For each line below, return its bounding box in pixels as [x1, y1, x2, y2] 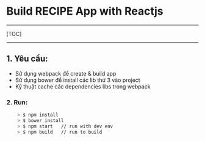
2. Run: [6, 98, 28, 106]
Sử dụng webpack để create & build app [15, 70, 117, 77]
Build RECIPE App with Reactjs [6, 4, 164, 18]
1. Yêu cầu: [6, 54, 48, 64]
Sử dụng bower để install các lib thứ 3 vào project [15, 76, 140, 84]
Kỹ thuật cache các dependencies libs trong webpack [15, 82, 151, 90]
